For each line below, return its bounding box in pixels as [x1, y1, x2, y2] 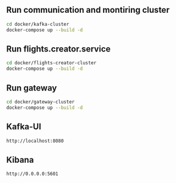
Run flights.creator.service [6, 43, 111, 54]
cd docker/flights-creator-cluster [6, 60, 97, 66]
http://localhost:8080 [6, 138, 64, 144]
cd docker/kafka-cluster [6, 21, 69, 27]
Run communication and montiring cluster [6, 5, 170, 15]
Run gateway [6, 83, 57, 93]
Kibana [6, 154, 34, 165]
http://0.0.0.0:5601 [6, 171, 59, 177]
